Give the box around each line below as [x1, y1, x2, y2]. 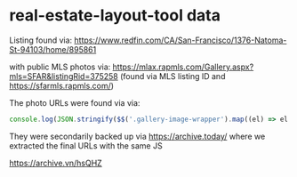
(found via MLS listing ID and [119, 70, 226, 81]
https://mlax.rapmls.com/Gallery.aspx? [112, 61, 254, 72]
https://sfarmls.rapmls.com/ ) [9, 80, 114, 91]
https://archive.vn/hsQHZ [9, 157, 102, 168]
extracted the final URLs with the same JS [9, 140, 163, 151]
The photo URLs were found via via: [9, 97, 140, 108]
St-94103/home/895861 [9, 44, 97, 54]
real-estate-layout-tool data [9, 5, 221, 26]
